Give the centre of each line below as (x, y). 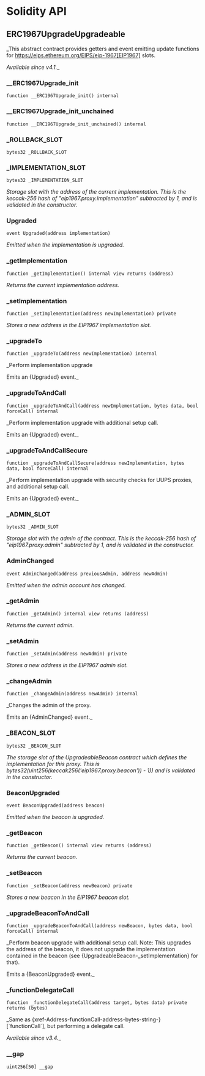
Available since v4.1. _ (33, 67)
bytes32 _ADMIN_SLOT (33, 527)
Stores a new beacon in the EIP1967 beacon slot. (68, 897)
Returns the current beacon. (42, 857)
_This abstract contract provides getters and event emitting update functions (103, 49)
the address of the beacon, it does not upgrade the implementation (91, 949)
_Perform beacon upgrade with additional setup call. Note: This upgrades (99, 943)
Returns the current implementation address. (63, 285)
